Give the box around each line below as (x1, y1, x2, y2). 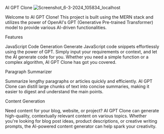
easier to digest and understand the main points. (5, 89, 103, 94)
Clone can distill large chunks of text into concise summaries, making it (5, 83, 150, 89)
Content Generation (5, 98, 45, 104)
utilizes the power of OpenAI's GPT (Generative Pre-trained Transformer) (5, 20, 154, 25)
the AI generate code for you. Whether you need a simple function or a (5, 54, 149, 60)
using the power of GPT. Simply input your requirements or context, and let (5, 49, 158, 54)
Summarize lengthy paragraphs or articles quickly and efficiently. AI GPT (5, 79, 153, 84)
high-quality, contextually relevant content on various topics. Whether (5, 113, 147, 119)
